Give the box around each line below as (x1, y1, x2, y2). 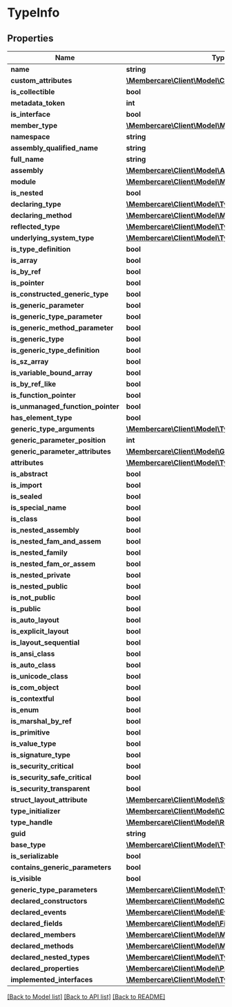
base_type (10, 840, 46, 849)
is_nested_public (10, 582, 68, 591)
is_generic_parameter (10, 301, 84, 310)
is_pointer (10, 278, 45, 288)
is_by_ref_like (10, 379, 57, 389)
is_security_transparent (10, 784, 90, 793)
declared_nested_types (10, 952, 90, 962)
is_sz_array (10, 357, 49, 366)
